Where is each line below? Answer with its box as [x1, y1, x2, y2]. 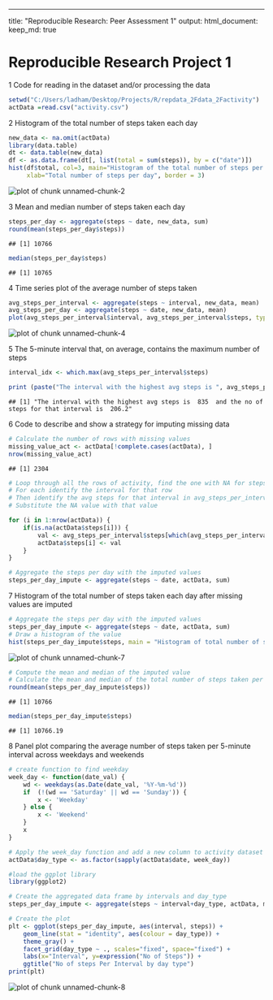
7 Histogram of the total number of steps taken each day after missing [8, 591, 243, 601]
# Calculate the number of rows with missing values [8, 435, 191, 443]
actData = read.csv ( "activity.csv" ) [8, 103, 129, 111]
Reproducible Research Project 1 [8, 54, 232, 71]
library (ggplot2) [8, 878, 67, 886]
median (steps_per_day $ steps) [8, 253, 107, 262]
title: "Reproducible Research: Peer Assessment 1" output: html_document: [8, 16, 258, 25]
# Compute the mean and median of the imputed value [8, 668, 191, 677]
